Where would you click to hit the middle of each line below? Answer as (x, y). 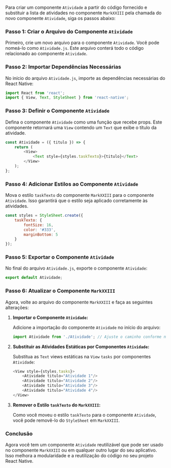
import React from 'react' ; (35, 93)
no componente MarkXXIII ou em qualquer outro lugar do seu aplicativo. (81, 450)
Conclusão (19, 434)
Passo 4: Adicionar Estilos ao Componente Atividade (72, 184)
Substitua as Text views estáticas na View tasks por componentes (82, 356)
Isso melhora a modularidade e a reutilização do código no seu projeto (79, 456)
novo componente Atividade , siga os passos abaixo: (60, 18)
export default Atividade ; (34, 278)
